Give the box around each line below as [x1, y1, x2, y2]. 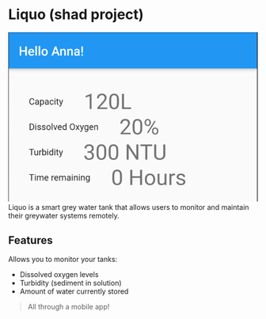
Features [8, 234, 53, 247]
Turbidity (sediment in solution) [19, 279, 122, 288]
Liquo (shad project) [8, 6, 144, 24]
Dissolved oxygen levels [19, 270, 99, 279]
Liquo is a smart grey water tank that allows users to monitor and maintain [8, 202, 249, 211]
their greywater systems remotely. [8, 211, 120, 220]
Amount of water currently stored [19, 287, 129, 296]
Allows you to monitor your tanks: [8, 255, 118, 264]
